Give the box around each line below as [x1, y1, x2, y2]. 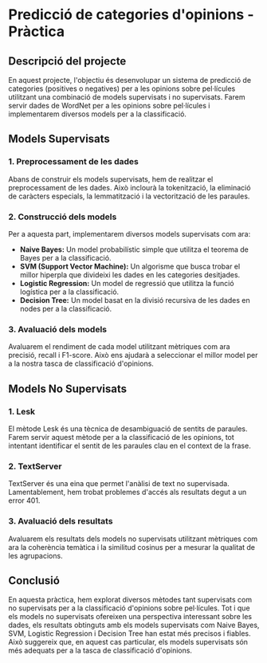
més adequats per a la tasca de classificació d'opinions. [8, 645, 193, 655]
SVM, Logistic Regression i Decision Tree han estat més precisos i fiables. [8, 629, 251, 638]
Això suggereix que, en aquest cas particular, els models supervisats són [8, 637, 249, 647]
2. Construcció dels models [8, 211, 117, 222]
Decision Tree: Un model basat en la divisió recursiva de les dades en [19, 295, 250, 304]
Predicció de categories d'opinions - [8, 6, 254, 24]
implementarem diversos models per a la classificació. [8, 109, 187, 119]
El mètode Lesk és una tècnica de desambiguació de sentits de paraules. [8, 424, 248, 433]
